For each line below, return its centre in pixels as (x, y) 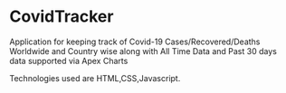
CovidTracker (62, 17)
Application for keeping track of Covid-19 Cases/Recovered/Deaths (135, 42)
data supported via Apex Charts (69, 60)
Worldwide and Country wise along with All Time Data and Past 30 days (143, 51)
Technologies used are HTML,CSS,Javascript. (95, 78)
